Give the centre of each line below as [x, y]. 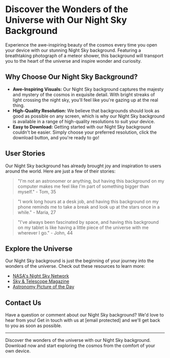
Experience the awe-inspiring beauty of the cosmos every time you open [81, 45]
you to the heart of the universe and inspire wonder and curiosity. [73, 61]
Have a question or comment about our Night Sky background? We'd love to [85, 315]
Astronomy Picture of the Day [43, 287]
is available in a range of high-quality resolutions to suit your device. [84, 121]
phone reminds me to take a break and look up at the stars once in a [89, 207]
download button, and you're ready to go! [56, 137]
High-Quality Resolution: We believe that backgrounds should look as [86, 110]
